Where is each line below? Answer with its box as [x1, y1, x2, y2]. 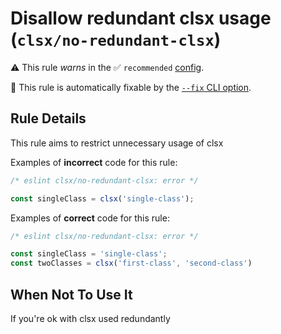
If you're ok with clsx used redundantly [10, 312, 171, 324]
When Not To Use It [10, 286, 133, 303]
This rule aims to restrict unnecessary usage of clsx [10, 137, 224, 149]
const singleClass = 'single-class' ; [10, 249, 168, 259]
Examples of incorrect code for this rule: [10, 156, 178, 168]
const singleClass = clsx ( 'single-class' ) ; [10, 193, 195, 204]
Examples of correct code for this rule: [10, 212, 170, 224]
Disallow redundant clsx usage [10, 7, 272, 30]
